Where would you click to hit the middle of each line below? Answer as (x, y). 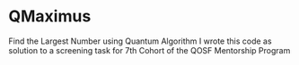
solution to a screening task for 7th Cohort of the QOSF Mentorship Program (149, 50)
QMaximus (50, 16)
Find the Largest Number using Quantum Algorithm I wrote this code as (140, 41)
